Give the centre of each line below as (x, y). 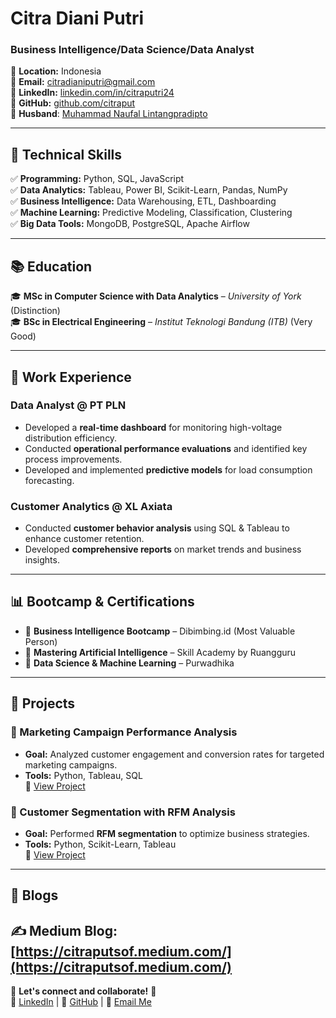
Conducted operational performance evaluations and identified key (166, 448)
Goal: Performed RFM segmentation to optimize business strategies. (167, 833)
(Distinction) (35, 311)
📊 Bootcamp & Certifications (102, 602)
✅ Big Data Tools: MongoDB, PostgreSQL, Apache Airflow (130, 224)
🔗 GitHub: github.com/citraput (73, 103)
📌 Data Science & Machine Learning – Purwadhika (129, 663)
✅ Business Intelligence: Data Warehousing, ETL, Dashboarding (143, 201)
